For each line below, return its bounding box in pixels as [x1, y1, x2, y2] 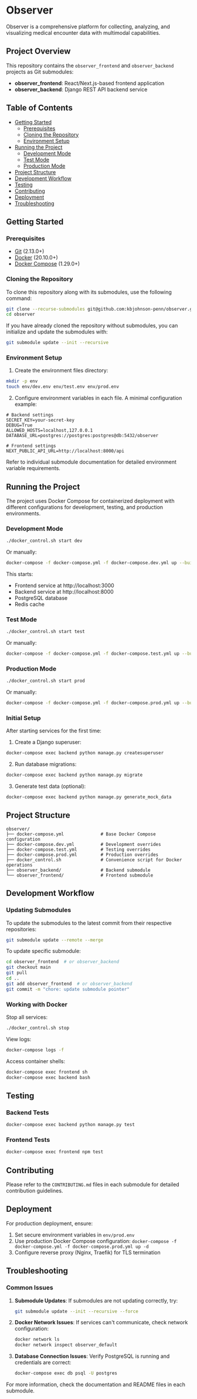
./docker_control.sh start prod [6, 678, 85, 684]
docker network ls [14, 1337, 60, 1343]
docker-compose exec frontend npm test [6, 1149, 104, 1155]
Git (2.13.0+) [14, 248, 45, 255]
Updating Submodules [6, 906, 72, 914]
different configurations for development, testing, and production [6, 504, 163, 511]
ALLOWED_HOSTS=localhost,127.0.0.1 [6, 428, 93, 434]
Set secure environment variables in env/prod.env [14, 1231, 135, 1238]
